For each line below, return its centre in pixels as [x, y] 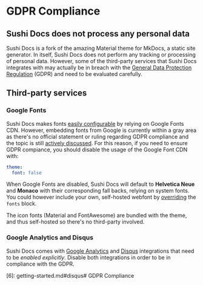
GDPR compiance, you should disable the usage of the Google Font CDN [97, 149]
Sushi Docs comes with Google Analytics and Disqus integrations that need [100, 251]
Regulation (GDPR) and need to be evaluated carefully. [74, 74]
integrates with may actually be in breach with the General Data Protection [99, 67]
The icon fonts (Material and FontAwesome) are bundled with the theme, [97, 215]
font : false [27, 173]
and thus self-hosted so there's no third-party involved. [75, 222]
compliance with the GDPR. [40, 264]
